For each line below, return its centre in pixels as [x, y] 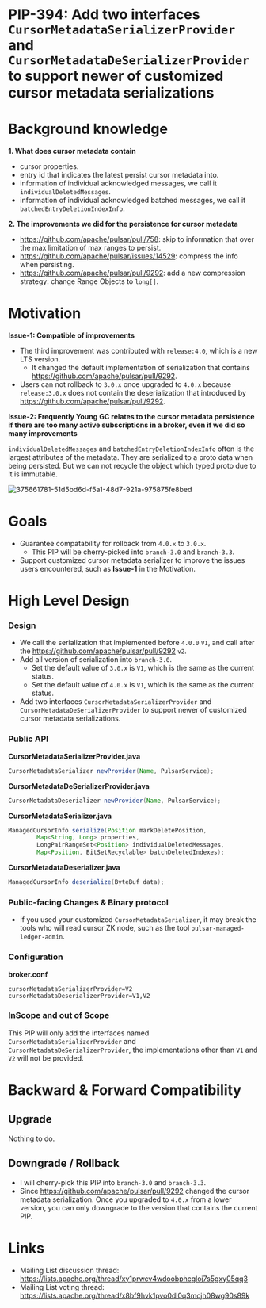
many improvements [43, 434]
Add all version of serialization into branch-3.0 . [96, 660]
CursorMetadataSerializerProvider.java [74, 756]
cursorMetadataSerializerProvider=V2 [70, 989]
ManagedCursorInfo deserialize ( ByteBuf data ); [86, 882]
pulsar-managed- [218, 929]
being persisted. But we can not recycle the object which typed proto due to [132, 466]
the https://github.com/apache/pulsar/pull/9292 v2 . [103, 651]
